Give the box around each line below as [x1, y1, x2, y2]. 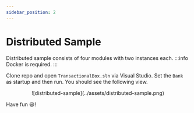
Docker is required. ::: [6, 61, 58, 68]
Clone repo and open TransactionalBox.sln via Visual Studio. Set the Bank [6, 72, 184, 79]
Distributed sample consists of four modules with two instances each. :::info [6, 54, 188, 61]
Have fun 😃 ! [6, 101, 37, 108]
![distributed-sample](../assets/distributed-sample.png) [31, 89, 165, 96]
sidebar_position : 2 [6, 9, 57, 15]
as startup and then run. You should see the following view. [6, 78, 148, 85]
